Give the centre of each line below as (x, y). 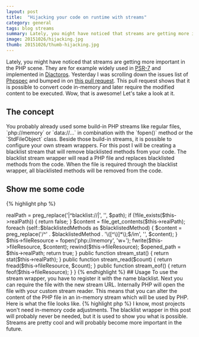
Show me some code (45, 189)
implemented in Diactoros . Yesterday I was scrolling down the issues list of (97, 74)
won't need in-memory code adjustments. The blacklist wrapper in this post (99, 310)
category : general (29, 23)
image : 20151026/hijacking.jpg (45, 39)
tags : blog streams (30, 28)
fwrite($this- (147, 240)
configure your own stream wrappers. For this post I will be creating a (91, 145)
